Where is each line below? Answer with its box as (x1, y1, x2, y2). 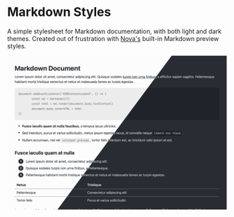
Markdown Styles (7, 4, 111, 20)
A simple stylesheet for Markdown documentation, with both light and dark (7, 27, 221, 35)
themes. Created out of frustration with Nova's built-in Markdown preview (7, 34, 219, 42)
